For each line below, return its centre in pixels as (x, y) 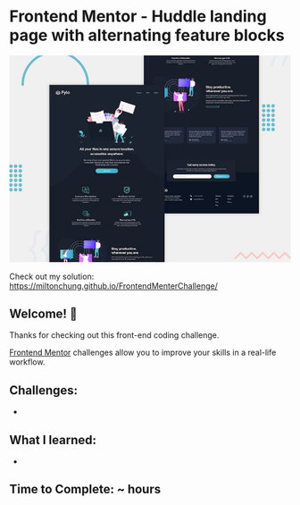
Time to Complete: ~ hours (85, 489)
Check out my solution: (52, 276)
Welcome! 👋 (43, 313)
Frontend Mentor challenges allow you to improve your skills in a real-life (143, 353)
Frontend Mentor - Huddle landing (138, 17)
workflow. (27, 362)
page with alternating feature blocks (147, 35)
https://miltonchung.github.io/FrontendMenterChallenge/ (114, 286)
